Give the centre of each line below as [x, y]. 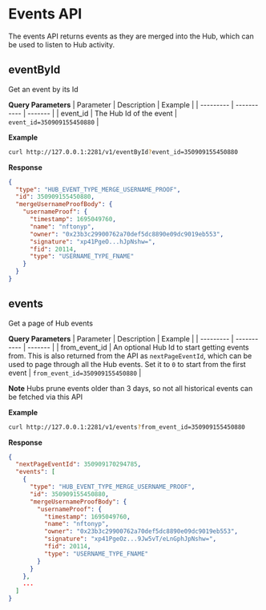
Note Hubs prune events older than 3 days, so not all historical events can [131, 388]
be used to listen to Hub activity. [61, 44]
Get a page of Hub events [51, 323]
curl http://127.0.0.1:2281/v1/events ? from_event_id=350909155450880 [127, 427]
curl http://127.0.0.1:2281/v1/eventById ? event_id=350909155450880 [123, 152]
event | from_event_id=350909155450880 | [75, 373]
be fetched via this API [45, 397]
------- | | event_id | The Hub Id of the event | [103, 113]
